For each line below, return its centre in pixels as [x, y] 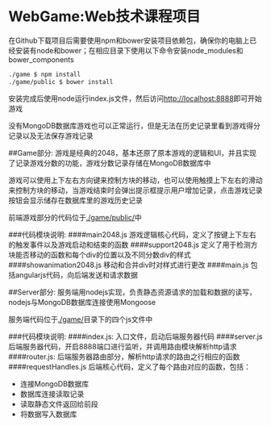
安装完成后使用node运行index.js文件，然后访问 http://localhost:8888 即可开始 [135, 98]
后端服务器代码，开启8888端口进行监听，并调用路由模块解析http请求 [123, 346]
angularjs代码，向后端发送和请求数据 [77, 274]
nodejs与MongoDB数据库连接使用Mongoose [82, 302]
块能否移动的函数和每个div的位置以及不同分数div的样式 [100, 254]
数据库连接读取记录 [52, 394]
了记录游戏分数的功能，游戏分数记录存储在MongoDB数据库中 [110, 163]
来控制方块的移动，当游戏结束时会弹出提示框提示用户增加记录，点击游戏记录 [135, 190]
